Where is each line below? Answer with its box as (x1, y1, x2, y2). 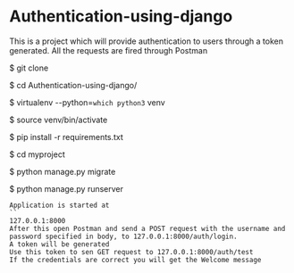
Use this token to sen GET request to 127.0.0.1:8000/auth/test (9, 247, 254, 256)
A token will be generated (9, 239, 110, 249)
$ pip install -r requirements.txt (9, 131, 123, 142)
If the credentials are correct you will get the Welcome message (9, 255, 262, 264)
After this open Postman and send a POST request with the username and (9, 224, 286, 233)
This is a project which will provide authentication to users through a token (9, 36, 284, 46)
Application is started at (9, 201, 110, 210)
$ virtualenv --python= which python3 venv (9, 96, 165, 108)
